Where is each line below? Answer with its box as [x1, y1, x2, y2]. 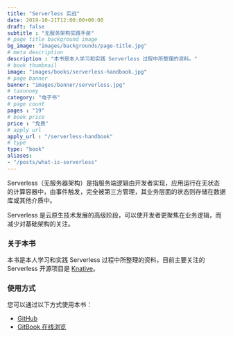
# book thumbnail [7, 62, 58, 69]
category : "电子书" [7, 94, 60, 101]
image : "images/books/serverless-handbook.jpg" [7, 68, 148, 75]
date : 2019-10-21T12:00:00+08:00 [7, 17, 104, 24]
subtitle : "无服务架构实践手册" [7, 29, 95, 37]
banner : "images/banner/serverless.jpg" [7, 81, 126, 88]
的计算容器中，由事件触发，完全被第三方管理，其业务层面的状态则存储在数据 [7, 187, 226, 195]
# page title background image [7, 36, 98, 43]
